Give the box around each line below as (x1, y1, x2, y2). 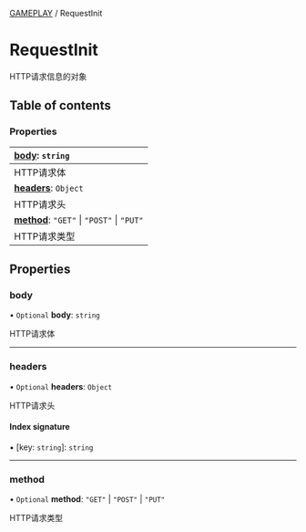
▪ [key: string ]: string (9, 442, 94, 453)
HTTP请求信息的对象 (9, 70, 87, 81)
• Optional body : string (9, 309, 100, 320)
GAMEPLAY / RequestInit (9, 8, 103, 18)
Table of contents (9, 98, 111, 113)
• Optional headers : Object (9, 381, 112, 391)
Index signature (9, 422, 70, 433)
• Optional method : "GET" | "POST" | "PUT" (9, 494, 166, 505)
